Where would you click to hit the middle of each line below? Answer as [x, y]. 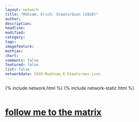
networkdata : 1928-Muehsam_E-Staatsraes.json [53, 74]
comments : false [22, 60]
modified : [15, 33]
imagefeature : [20, 46]
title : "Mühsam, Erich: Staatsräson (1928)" [52, 14]
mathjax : [14, 51]
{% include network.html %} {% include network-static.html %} [70, 88]
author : [13, 19]
